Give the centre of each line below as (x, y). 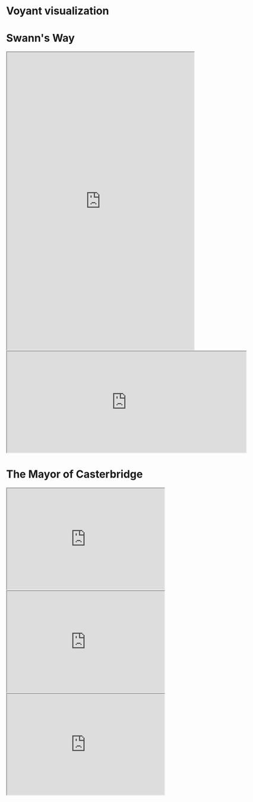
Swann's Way (41, 38)
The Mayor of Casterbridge (75, 474)
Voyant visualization (58, 11)
